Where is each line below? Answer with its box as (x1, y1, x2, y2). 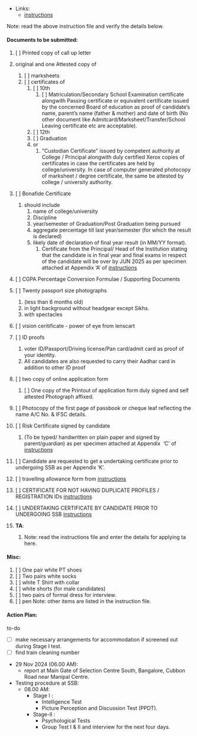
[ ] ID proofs (15, 334, 45, 341)
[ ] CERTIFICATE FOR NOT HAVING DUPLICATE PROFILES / (15, 487, 160, 494)
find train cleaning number (15, 649, 80, 656)
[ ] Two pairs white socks (15, 573, 77, 580)
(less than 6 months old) (24, 298, 84, 305)
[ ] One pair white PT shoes (15, 566, 82, 574)
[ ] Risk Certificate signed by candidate (15, 422, 110, 429)
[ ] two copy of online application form (15, 376, 109, 383)
